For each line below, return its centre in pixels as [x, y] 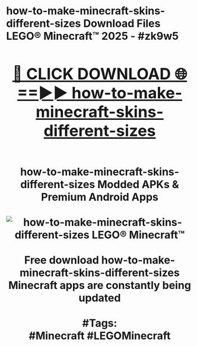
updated [100, 298]
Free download [61, 260]
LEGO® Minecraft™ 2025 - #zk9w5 [93, 36]
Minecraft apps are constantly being [100, 285]
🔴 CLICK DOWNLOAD [91, 74]
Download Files [122, 23]
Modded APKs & [138, 184]
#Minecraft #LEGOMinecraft [100, 336]
